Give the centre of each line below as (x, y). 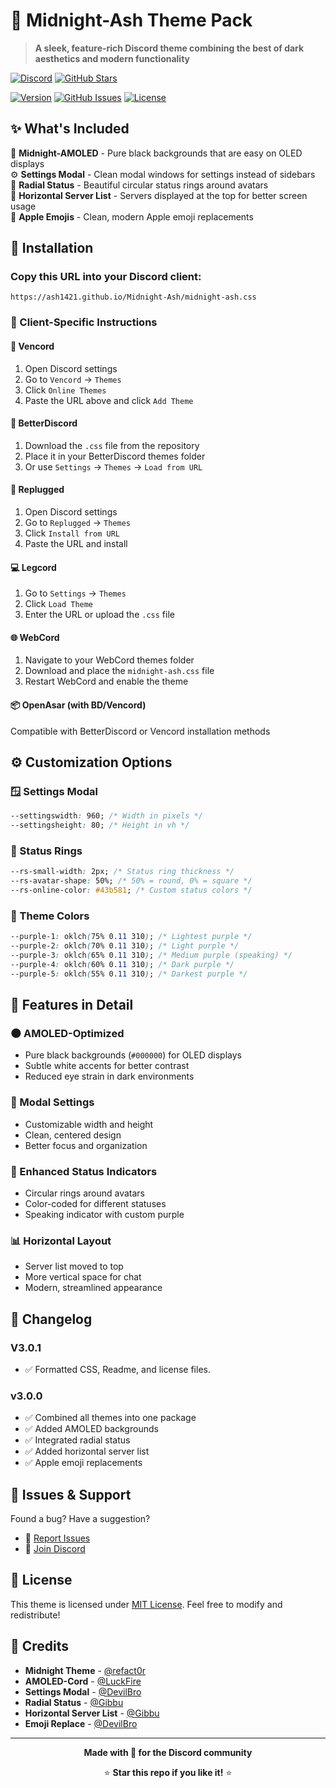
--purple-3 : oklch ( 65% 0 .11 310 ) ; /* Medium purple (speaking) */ (151, 955)
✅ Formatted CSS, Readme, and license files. (117, 1369)
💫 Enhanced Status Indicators (84, 1171)
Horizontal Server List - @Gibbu (92, 1713)
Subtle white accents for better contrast (107, 1066)
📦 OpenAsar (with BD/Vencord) (78, 705)
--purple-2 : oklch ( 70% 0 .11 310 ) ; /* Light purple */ (125, 946)
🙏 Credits (40, 1646)
